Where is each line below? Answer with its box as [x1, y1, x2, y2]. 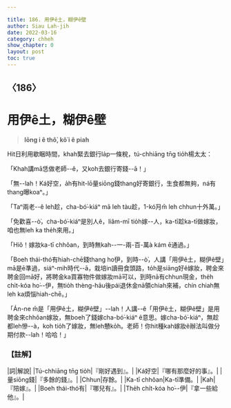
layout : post [7, 48, 45, 55]
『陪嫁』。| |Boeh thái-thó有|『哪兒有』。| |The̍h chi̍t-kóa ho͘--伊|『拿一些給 [7, 384, 219, 392]
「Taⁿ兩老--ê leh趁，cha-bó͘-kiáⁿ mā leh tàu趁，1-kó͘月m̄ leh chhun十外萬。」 [7, 203, 224, 211]
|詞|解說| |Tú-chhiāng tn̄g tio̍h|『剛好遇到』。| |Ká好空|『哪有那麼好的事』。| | [7, 367, 223, 375]
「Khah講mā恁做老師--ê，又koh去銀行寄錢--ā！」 [7, 165, 150, 173]
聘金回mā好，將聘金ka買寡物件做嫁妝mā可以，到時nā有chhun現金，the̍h [7, 272, 214, 281]
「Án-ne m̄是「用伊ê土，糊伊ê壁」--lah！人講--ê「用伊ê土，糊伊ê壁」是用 [7, 305, 221, 313]
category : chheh [7, 35, 54, 42]
